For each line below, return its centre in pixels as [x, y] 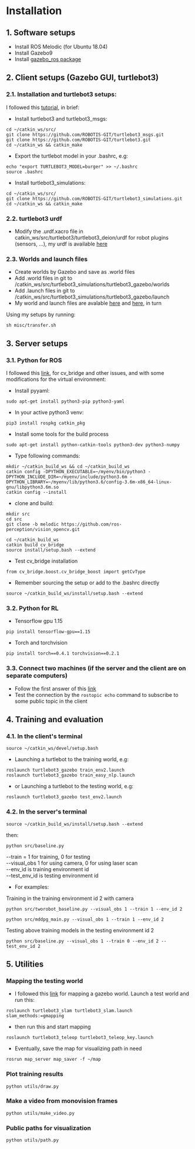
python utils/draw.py [33, 1086]
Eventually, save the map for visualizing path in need [78, 1048]
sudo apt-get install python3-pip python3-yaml [65, 401]
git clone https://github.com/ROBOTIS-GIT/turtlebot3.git [78, 140]
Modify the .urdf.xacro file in [49, 231]
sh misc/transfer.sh [31, 326]
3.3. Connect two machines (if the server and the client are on [96, 668]
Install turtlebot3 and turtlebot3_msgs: [61, 118]
